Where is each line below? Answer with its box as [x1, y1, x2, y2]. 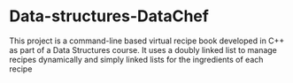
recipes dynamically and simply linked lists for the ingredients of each [9, 54, 264, 64]
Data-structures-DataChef [9, 6, 210, 26]
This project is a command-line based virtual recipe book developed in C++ [9, 35, 285, 46]
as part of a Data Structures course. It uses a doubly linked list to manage [9, 44, 277, 55]
